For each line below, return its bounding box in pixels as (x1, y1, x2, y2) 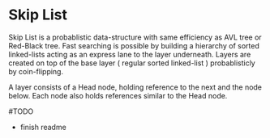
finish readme (19, 122, 66, 132)
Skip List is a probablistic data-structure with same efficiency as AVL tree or (8, 32, 262, 42)
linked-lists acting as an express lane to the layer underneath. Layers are (8, 49, 251, 59)
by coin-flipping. (8, 66, 63, 76)
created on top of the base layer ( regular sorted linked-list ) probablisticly (8, 58, 255, 68)
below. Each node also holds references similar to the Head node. (8, 90, 228, 100)
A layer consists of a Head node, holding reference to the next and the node (8, 82, 262, 92)
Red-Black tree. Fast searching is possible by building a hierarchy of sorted (8, 40, 259, 50)
